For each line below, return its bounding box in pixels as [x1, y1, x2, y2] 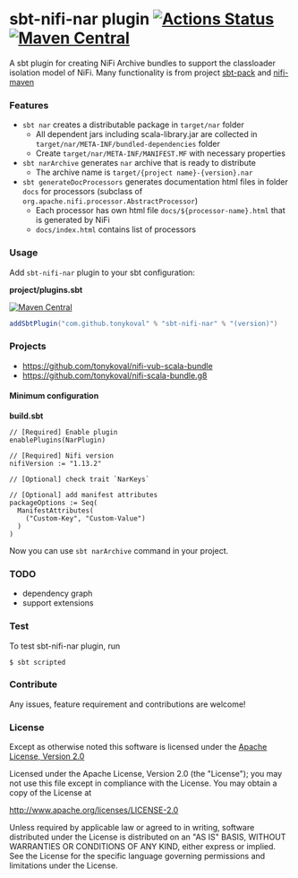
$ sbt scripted [9, 658, 66, 667]
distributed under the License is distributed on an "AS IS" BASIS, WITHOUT [9, 831, 286, 842]
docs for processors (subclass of [21, 186, 143, 197]
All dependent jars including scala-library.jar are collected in [35, 129, 258, 140]
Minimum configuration [9, 391, 99, 401]
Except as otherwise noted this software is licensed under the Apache [9, 742, 268, 753]
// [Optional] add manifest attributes [9, 490, 158, 499]
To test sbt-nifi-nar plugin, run [9, 641, 121, 651]
